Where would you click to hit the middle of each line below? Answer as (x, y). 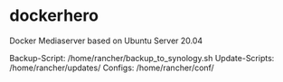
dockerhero (54, 16)
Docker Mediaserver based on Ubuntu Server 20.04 (106, 41)
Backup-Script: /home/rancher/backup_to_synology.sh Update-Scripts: (142, 58)
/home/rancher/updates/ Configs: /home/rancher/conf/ (112, 68)
